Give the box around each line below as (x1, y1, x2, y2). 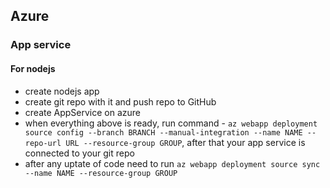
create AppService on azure (24, 106, 142, 118)
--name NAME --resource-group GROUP (24, 168, 178, 178)
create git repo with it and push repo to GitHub (24, 95, 217, 108)
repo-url (24, 138, 62, 148)
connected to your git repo (24, 147, 135, 159)
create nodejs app (24, 85, 100, 97)
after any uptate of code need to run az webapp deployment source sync (24, 157, 321, 169)
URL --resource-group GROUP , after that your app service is (65, 136, 306, 148)
